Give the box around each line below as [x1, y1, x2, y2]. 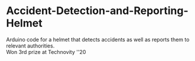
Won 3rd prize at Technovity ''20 [6, 48, 86, 55]
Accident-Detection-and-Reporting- [6, 4, 189, 18]
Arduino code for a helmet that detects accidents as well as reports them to [6, 36, 190, 43]
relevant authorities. [6, 42, 55, 49]
